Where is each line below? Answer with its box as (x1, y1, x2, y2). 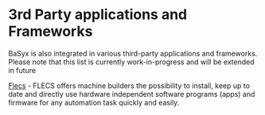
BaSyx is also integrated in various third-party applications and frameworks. (8, 48, 258, 58)
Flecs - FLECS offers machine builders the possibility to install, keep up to (8, 81, 251, 90)
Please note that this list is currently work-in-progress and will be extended (8, 57, 255, 67)
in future (8, 65, 37, 75)
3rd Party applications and (8, 6, 188, 24)
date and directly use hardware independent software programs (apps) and (8, 89, 255, 98)
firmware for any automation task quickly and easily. (8, 98, 180, 107)
